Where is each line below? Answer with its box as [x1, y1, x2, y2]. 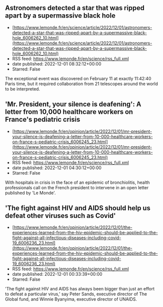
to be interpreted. [5, 86, 41, 92]
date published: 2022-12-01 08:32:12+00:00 [12, 61, 102, 66]
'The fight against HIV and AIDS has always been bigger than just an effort [5, 286, 155, 292]
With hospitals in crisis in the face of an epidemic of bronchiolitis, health [5, 179, 150, 185]
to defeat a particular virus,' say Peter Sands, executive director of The [5, 291, 147, 297]
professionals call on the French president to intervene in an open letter [5, 184, 149, 190]
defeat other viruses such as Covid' [5, 212, 116, 220]
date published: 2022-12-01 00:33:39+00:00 [12, 271, 102, 277]
